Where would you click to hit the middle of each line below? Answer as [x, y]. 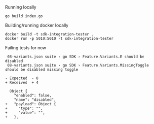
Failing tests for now [26, 48]
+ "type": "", [24, 108]
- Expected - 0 [22, 78]
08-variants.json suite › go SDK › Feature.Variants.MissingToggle [78, 65]
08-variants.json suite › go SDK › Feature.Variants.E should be [76, 57]
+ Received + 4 [22, 83]
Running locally [21, 7]
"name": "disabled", [35, 100]
